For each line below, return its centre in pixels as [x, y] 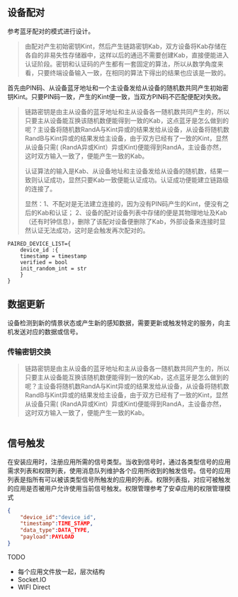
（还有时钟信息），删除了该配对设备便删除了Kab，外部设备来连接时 [122, 221]
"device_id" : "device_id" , [58, 517]
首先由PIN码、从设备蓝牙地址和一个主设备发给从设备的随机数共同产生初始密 [118, 88]
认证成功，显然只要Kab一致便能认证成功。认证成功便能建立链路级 [133, 180]
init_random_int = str [53, 268]
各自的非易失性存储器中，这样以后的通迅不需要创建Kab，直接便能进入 [126, 55]
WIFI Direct [34, 587]
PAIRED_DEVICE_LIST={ [39, 244]
